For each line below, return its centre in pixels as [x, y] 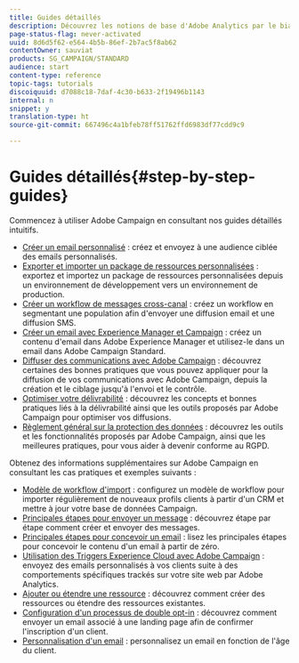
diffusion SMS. [49, 322]
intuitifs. [24, 230]
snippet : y [29, 109]
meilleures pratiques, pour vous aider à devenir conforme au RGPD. [145, 445]
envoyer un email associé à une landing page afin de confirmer [137, 622]
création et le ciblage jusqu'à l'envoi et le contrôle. [114, 389]
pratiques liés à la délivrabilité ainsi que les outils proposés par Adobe [150, 408]
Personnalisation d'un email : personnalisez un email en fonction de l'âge [156, 641]
